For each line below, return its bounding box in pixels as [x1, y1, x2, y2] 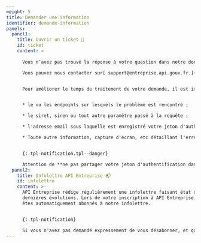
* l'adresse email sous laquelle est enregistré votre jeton [22, 124, 178, 130]
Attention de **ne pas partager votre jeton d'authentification [22, 161, 186, 167]
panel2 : [11, 167, 31, 173]
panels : [6, 25, 26, 32]
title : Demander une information [6, 14, 90, 20]
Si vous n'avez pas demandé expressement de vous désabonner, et [22, 227, 188, 233]
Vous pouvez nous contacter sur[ [22, 70, 106, 76]
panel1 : [11, 31, 31, 37]
